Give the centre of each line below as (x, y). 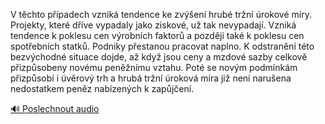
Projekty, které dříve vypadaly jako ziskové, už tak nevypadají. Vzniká (153, 25)
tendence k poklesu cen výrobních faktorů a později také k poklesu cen (157, 35)
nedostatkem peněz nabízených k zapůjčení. (102, 88)
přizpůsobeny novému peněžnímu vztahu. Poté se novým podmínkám (154, 67)
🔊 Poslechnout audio (55, 108)
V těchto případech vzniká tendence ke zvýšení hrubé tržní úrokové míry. (161, 14)
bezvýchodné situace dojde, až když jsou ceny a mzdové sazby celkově (159, 57)
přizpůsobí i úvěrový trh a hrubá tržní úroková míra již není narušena (151, 78)
